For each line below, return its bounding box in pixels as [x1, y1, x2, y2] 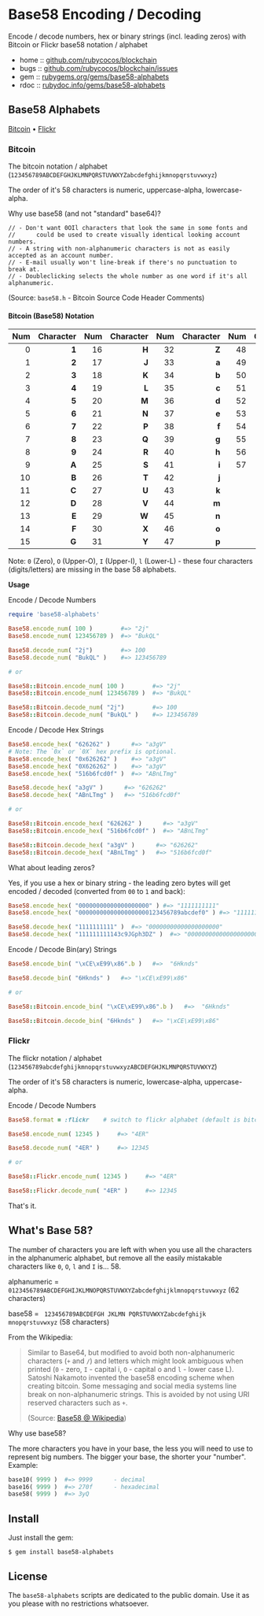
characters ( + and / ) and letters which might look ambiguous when [27, 1356, 244, 1366]
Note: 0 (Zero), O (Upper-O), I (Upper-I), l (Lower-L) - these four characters [8, 557, 253, 566]
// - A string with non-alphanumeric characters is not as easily [8, 245, 230, 253]
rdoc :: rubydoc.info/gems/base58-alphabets [19, 80, 166, 90]
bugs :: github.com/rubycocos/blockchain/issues [19, 63, 178, 72]
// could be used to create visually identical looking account [8, 231, 241, 239]
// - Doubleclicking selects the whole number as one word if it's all [8, 272, 247, 280]
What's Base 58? [8, 1224, 93, 1237]
